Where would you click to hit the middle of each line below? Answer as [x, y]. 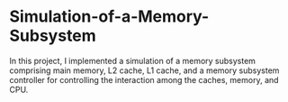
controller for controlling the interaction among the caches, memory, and [144, 79]
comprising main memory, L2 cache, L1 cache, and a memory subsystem [144, 70]
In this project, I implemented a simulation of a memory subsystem [133, 60]
